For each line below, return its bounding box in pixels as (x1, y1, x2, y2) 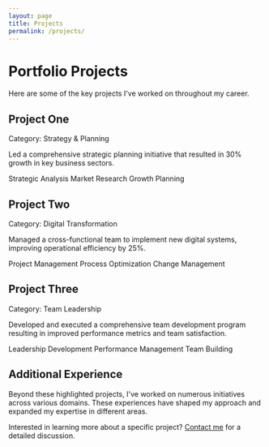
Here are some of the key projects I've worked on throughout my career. (8, 88, 250, 98)
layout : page (8, 11, 53, 20)
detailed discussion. (8, 431, 75, 441)
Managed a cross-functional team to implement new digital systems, (8, 234, 237, 244)
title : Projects (8, 19, 63, 28)
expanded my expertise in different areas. (8, 406, 148, 416)
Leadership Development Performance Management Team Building (8, 344, 233, 354)
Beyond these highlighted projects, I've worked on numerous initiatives (8, 389, 246, 398)
